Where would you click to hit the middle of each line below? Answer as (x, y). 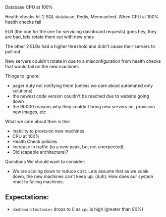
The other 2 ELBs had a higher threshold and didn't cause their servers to (80, 46)
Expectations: (27, 197)
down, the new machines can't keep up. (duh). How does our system (83, 176)
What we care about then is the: (38, 121)
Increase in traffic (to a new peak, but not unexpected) (68, 147)
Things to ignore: (23, 76)
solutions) (23, 91)
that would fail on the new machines (42, 66)
